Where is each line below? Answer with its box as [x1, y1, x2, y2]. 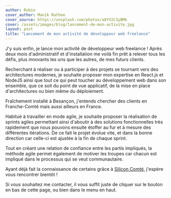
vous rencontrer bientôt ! [5, 171, 58, 177]
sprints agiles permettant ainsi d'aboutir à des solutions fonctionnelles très [5, 119, 163, 125]
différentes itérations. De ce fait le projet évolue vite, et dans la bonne [5, 130, 153, 136]
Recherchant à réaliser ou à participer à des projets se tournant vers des [5, 66, 159, 72]
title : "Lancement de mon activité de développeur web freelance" [5, 31, 150, 36]
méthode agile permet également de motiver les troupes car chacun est [5, 151, 157, 156]
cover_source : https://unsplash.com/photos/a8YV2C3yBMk [5, 17, 127, 22]
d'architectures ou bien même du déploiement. [5, 88, 104, 94]
